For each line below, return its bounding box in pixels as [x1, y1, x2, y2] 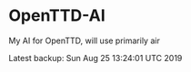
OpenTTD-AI [8, 5, 106, 26]
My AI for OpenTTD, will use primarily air [8, 35, 160, 46]
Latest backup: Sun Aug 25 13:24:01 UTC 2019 [8, 52, 183, 63]
